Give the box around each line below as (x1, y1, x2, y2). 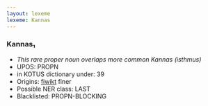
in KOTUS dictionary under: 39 (16, 70, 105, 78)
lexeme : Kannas (6, 17, 51, 24)
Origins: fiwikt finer (16, 77, 72, 85)
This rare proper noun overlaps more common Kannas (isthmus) (16, 55, 202, 63)
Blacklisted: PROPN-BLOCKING (16, 91, 107, 100)
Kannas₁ (6, 39, 35, 49)
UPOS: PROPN (16, 62, 58, 71)
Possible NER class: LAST (16, 85, 91, 93)
